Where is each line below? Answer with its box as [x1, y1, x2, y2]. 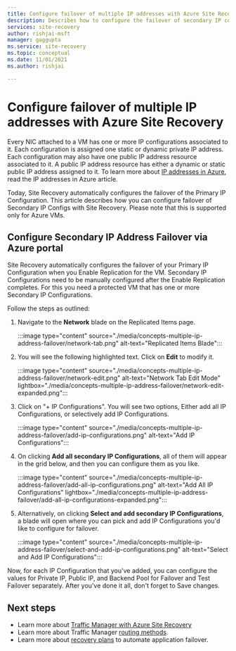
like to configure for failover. [17, 524, 100, 533]
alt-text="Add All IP [157, 481, 214, 489]
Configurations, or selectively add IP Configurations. [17, 410, 170, 419]
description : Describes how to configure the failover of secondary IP [7, 17, 221, 24]
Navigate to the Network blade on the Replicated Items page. [17, 318, 195, 327]
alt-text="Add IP [148, 431, 195, 440]
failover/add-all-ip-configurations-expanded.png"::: [17, 495, 167, 504]
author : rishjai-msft [7, 30, 71, 37]
